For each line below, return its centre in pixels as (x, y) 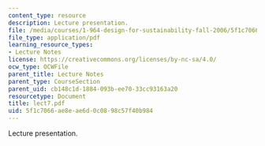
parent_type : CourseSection (54, 81)
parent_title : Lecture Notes (56, 74)
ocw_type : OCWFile (38, 67)
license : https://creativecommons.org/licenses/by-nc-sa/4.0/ (112, 60)
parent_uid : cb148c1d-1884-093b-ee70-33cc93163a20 (93, 89)
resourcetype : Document (47, 96)
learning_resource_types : (50, 45)
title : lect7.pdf (37, 103)
